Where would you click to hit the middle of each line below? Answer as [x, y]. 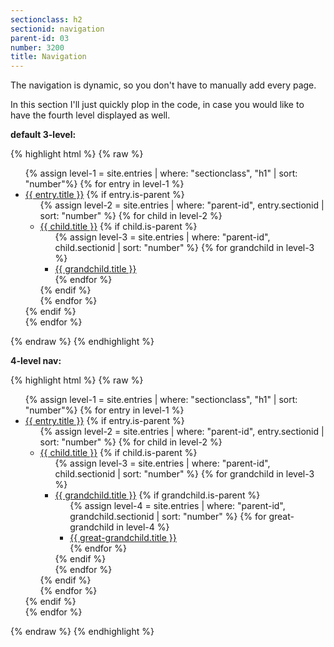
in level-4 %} [143, 527]
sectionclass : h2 [46, 19]
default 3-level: [43, 135]
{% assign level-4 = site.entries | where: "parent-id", [177, 506]
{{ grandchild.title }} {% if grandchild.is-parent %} [157, 495]
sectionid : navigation [57, 29]
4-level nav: [36, 361]
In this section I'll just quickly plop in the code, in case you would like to [157, 105]
